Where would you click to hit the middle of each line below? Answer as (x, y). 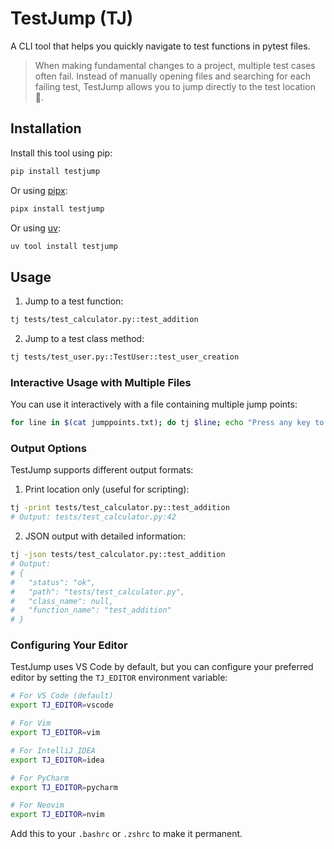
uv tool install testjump (64, 246)
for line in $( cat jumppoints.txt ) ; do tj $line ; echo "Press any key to (167, 423)
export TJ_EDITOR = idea (57, 760)
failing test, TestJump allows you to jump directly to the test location (175, 86)
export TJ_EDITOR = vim (55, 733)
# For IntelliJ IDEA (53, 750)
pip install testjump (55, 171)
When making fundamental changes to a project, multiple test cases (175, 65)
